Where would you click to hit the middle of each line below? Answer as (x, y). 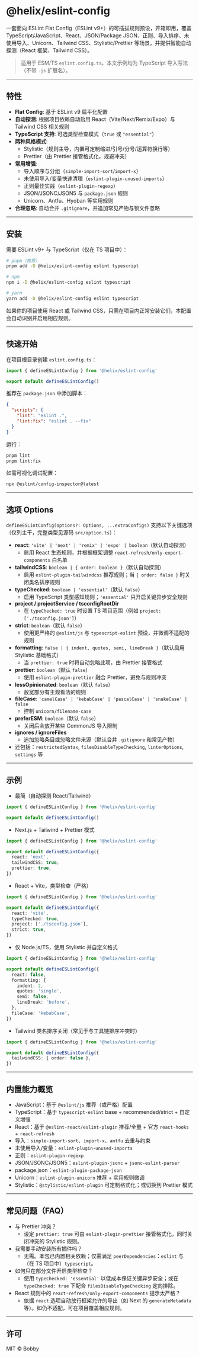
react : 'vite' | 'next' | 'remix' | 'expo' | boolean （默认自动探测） (102, 545)
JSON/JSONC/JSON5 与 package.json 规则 (76, 193)
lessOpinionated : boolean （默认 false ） (64, 685)
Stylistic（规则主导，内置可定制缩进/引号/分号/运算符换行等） (98, 149)
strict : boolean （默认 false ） (50, 626)
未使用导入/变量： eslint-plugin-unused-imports (74, 1148)
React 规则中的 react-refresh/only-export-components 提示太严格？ (97, 1293)
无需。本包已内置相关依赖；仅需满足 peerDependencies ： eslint (100, 1256)
